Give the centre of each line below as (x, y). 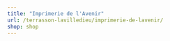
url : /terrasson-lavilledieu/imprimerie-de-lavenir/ (85, 20)
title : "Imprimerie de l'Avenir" (56, 14)
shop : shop (23, 26)
